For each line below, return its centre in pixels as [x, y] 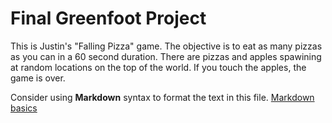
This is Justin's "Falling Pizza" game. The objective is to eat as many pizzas [166, 46]
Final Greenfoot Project [108, 18]
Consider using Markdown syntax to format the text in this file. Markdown [162, 97]
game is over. [38, 78]
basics [24, 108]
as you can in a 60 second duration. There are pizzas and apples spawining [166, 56]
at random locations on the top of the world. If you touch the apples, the [158, 67]
